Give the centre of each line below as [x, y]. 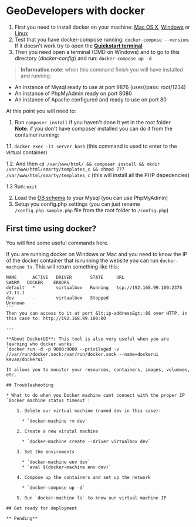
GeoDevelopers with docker [75, 11]
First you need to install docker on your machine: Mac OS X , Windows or [102, 27]
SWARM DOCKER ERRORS [38, 283]
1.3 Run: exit [22, 186]
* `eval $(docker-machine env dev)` [66, 467]
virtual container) [27, 152]
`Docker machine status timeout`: [48, 400]
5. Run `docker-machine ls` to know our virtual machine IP [92, 498]
